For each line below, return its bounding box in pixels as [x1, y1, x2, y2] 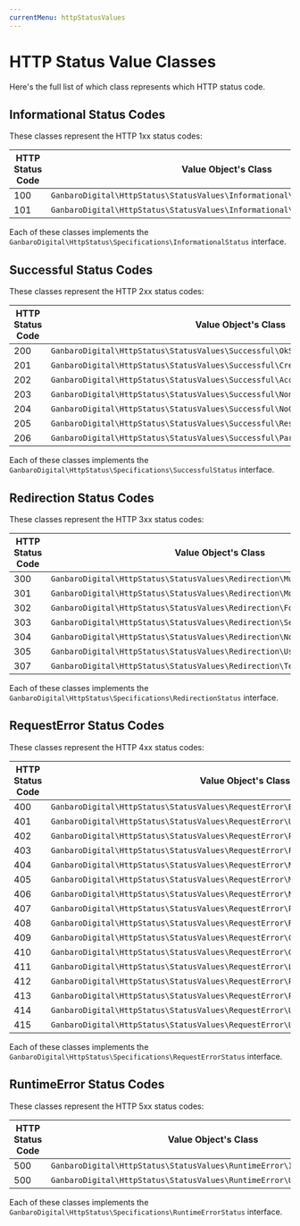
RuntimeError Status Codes [9, 1077, 165, 1092]
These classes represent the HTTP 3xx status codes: [9, 514, 204, 524]
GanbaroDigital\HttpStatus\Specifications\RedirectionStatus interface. [9, 692, 279, 703]
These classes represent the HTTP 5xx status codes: [9, 1101, 204, 1112]
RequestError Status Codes [9, 718, 165, 733]
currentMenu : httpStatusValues [9, 13, 126, 22]
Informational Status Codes [9, 106, 166, 122]
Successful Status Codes [9, 262, 154, 277]
